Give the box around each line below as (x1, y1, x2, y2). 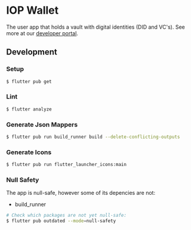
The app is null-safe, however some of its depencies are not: (6, 189, 156, 197)
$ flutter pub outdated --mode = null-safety (6, 218, 116, 224)
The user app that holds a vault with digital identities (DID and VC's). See (6, 23, 185, 30)
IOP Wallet (6, 4, 59, 17)
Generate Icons (6, 148, 52, 156)
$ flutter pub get (6, 78, 52, 84)
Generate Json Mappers (6, 120, 78, 128)
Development (6, 47, 58, 57)
